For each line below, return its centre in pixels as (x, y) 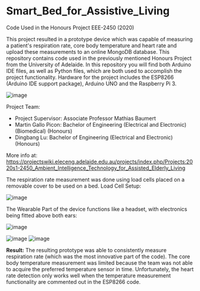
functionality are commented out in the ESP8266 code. (74, 281)
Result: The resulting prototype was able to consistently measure (86, 250)
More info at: (22, 155)
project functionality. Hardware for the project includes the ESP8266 (90, 77)
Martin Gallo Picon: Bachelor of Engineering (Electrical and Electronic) (101, 124)
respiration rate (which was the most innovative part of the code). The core (98, 256)
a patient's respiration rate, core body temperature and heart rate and (91, 45)
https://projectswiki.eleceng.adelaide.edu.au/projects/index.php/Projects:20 (100, 161)
